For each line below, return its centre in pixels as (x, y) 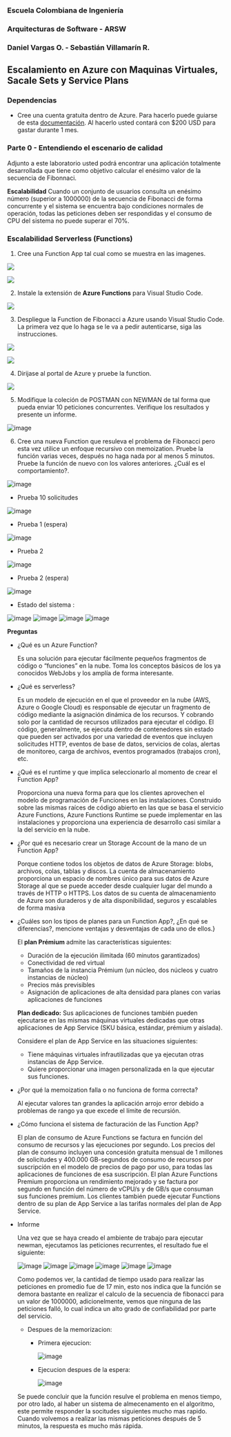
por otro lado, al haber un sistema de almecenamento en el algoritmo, (116, 1404)
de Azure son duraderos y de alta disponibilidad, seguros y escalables (117, 901)
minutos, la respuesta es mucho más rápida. (80, 1426)
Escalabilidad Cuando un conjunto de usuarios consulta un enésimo (104, 191)
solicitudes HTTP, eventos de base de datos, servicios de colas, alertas (119, 744)
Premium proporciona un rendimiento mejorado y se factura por (108, 1182)
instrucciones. (37, 334)
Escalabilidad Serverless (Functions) (70, 239)
